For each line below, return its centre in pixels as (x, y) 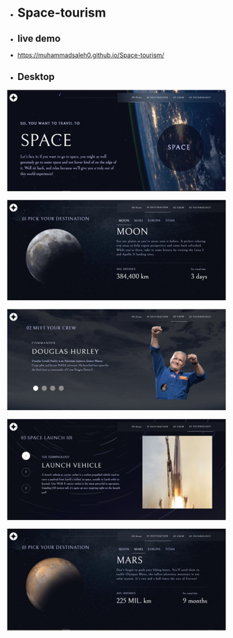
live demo (39, 39)
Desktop (36, 77)
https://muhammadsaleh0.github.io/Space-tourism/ (90, 55)
